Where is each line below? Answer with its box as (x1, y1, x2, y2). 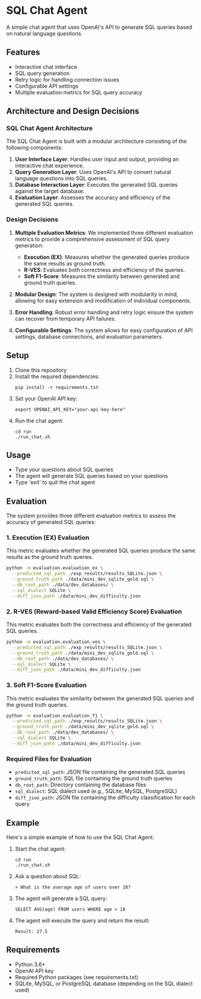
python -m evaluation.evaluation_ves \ (6, 639, 106, 645)
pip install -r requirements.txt (14, 384, 99, 390)
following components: (6, 144, 63, 151)
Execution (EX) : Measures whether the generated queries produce (23, 253, 190, 261)
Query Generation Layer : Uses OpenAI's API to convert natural (14, 169, 172, 176)
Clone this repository (14, 366, 67, 373)
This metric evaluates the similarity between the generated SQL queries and (6, 695, 194, 702)
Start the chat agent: (14, 845, 66, 853)
